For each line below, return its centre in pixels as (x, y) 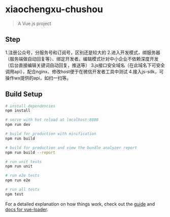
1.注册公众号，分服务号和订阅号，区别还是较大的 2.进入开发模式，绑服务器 (83, 52)
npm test (14, 194)
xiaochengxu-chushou (54, 9)
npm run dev (18, 125)
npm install (18, 111)
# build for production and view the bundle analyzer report (71, 148)
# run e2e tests (22, 176)
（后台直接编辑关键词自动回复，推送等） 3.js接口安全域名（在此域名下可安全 (85, 65)
